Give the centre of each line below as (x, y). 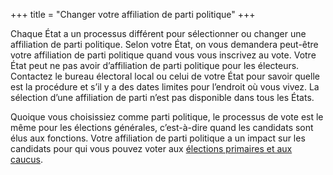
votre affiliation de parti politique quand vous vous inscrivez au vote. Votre (163, 55)
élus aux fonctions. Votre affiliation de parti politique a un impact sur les (158, 138)
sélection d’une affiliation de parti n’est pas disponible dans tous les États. (162, 97)
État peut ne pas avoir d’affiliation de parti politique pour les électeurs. (155, 65)
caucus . (26, 159)
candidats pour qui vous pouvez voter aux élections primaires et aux (151, 148)
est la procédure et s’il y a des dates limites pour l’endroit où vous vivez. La (165, 87)
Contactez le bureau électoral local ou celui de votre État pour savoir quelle (165, 76)
